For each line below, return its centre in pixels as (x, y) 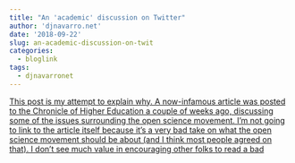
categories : (31, 51)
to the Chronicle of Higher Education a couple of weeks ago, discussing (142, 111)
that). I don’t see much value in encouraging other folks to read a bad (137, 149)
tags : (19, 68)
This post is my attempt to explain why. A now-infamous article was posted (147, 101)
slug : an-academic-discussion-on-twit (81, 43)
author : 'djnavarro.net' (55, 26)
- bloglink (38, 59)
